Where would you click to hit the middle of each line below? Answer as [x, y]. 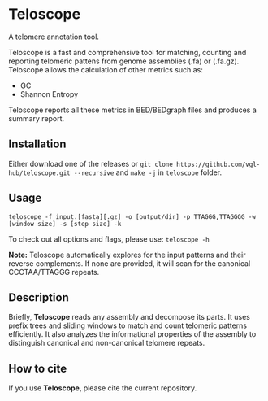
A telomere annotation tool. [54, 37]
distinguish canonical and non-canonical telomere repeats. [107, 343]
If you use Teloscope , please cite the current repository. [103, 388]
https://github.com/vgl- [218, 164]
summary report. [37, 118]
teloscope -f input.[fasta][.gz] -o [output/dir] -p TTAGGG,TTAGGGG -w [132, 216]
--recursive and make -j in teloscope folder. [147, 172]
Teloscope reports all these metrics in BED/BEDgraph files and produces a [133, 110]
